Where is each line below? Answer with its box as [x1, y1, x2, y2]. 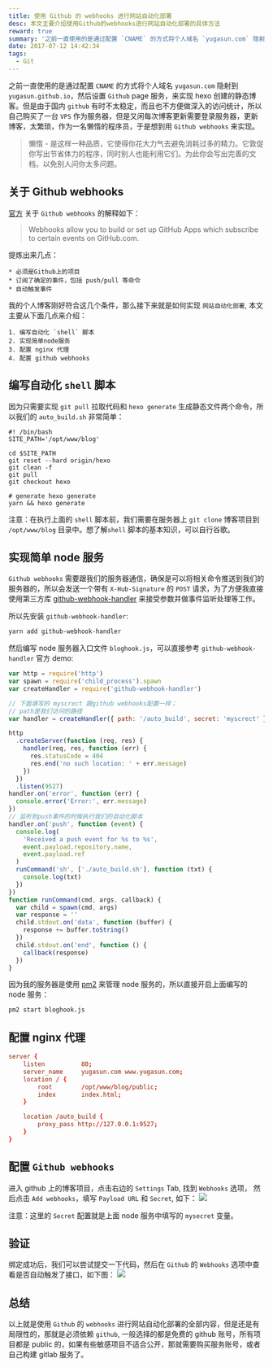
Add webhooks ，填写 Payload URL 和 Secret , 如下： [31, 1193, 197, 1203]
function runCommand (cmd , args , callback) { [8, 896, 162, 904]
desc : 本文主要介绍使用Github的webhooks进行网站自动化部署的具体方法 [8, 20, 221, 28]
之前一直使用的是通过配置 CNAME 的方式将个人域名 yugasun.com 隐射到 [8, 81, 239, 90]
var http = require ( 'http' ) [8, 670, 104, 678]
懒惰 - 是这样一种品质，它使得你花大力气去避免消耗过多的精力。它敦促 [28, 138, 264, 148]
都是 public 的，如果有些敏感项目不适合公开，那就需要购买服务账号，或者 [15, 1339, 262, 1349]
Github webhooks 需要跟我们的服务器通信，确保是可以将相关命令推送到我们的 [8, 574, 265, 583]
